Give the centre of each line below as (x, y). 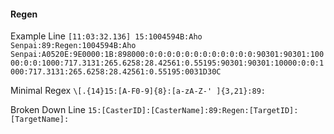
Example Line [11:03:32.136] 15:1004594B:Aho (106, 36)
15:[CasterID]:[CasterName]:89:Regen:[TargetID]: (193, 111)
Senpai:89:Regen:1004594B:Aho (73, 46)
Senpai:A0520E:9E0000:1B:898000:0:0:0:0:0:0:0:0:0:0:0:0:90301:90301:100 (167, 55)
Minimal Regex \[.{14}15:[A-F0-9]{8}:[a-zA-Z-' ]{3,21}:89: (138, 91)
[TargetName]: (40, 120)
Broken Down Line (48, 110)
